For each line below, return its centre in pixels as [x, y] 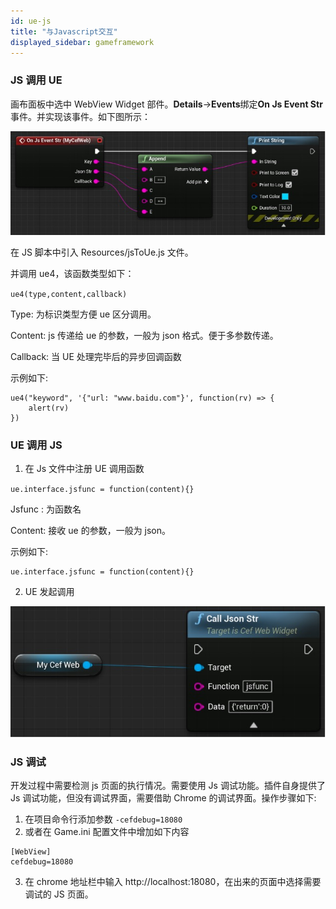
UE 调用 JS [36, 445]
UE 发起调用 [49, 592]
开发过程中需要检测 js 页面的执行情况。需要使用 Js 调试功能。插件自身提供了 [168, 786]
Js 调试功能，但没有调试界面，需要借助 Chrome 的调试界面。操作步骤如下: [163, 798]
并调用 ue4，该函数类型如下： [72, 274]
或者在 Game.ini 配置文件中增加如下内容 [107, 832]
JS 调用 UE [36, 80]
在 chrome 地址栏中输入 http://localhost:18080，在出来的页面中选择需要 [173, 882]
